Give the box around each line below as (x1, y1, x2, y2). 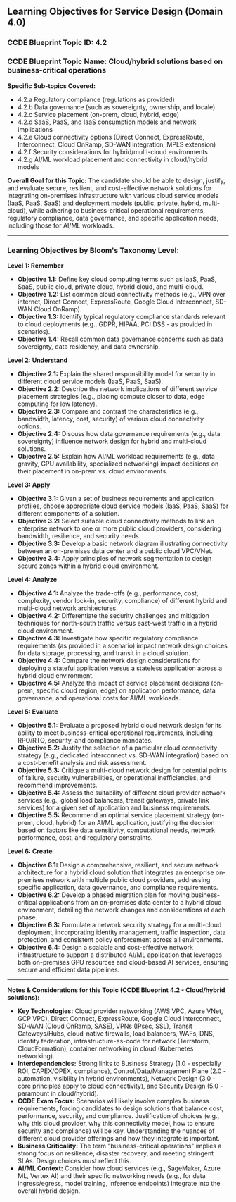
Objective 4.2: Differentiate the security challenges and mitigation (17, 611, 209, 619)
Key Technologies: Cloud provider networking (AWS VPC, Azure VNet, (17, 1007, 223, 1015)
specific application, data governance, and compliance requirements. (17, 883, 218, 891)
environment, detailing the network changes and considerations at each (17, 905, 226, 914)
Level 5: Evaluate (7, 707, 58, 716)
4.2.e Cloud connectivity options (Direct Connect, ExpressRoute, (17, 132, 205, 141)
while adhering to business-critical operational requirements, (29, 206, 206, 214)
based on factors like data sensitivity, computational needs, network (17, 826, 216, 834)
